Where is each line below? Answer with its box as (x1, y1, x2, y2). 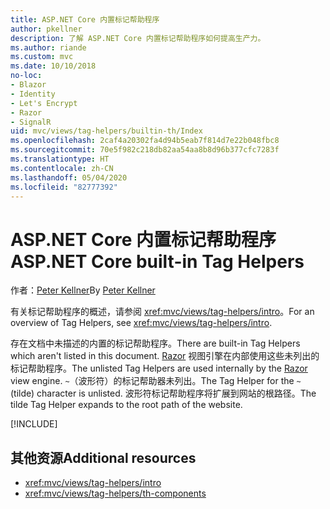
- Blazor (10, 80, 47, 90)
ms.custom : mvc (10, 52, 74, 62)
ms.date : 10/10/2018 (10, 61, 97, 71)
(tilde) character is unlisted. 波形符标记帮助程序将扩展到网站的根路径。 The (10, 387, 317, 400)
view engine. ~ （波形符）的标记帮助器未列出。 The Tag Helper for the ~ (10, 375, 302, 387)
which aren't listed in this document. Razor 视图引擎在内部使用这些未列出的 (10, 350, 320, 362)
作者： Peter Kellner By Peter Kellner (10, 284, 156, 296)
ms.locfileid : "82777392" (10, 182, 118, 192)
